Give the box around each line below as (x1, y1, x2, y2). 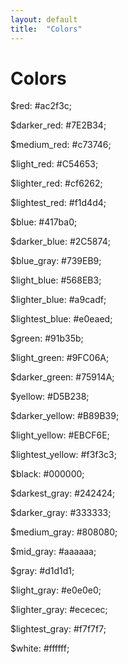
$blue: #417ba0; (10, 216, 78, 228)
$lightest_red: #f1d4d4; (10, 197, 107, 209)
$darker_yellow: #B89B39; (10, 410, 120, 422)
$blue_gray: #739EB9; (10, 255, 102, 267)
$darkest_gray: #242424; (10, 487, 116, 500)
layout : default (10, 14, 78, 25)
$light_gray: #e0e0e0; (10, 584, 102, 596)
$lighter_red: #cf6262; (10, 177, 103, 190)
